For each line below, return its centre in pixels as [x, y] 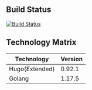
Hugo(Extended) [32, 69]
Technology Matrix [41, 43]
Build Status [29, 10]
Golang [19, 78]
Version [72, 59]
